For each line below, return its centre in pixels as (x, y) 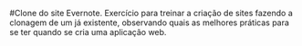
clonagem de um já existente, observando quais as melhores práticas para (150, 23)
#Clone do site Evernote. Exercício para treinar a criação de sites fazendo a (151, 13)
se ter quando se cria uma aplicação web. (88, 32)
